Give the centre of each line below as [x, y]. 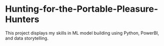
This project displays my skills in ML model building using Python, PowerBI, [82, 33]
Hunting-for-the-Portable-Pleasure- [82, 9]
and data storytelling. [27, 38]
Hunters [22, 19]
